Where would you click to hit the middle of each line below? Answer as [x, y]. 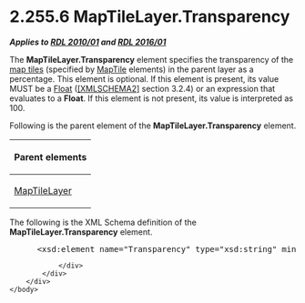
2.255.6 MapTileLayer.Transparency [150, 17]
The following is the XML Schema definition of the [103, 222]
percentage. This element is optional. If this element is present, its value [144, 78]
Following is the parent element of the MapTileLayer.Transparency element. [153, 126]
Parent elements [51, 157]
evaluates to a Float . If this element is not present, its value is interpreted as [152, 98]
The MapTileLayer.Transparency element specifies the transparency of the [152, 59]
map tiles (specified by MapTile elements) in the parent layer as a [132, 69]
